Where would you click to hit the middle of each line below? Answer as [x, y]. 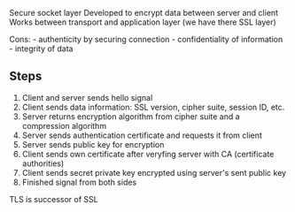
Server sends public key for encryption [93, 144]
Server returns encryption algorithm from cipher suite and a [131, 116]
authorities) [43, 163]
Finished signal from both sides [79, 182]
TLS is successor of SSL [54, 199]
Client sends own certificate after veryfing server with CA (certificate [148, 154]
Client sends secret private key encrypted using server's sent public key [154, 172]
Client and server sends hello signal [87, 97]
